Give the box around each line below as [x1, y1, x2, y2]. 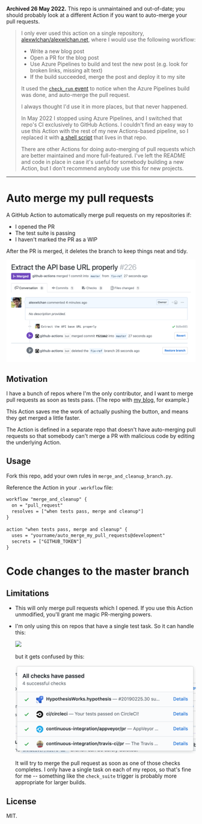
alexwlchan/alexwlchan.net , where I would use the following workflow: [20, 36, 196, 43]
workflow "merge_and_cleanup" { [6, 496, 87, 502]
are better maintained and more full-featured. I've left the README [20, 152, 186, 159]
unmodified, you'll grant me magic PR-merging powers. [14, 611, 152, 618]
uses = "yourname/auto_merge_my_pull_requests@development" [11, 532, 165, 538]
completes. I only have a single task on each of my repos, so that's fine [14, 766, 191, 773]
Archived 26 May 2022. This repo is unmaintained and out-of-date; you [6, 5, 185, 12]
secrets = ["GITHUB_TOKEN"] [11, 538, 82, 545]
